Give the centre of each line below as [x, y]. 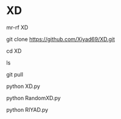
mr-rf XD [17, 27]
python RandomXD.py [34, 98]
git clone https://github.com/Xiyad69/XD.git [60, 39]
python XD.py [23, 86]
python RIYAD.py [27, 109]
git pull [15, 74]
